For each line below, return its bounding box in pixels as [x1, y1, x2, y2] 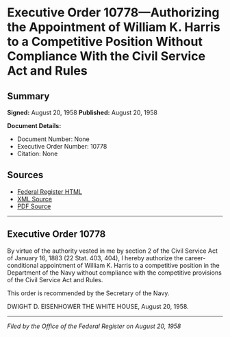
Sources [7, 169, 44, 181]
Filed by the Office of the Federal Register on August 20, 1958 [7, 322, 181, 330]
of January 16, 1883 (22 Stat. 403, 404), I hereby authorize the [7, 253, 183, 262]
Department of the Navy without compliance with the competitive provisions [7, 269, 222, 277]
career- [184, 253, 206, 262]
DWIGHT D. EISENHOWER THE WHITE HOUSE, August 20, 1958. [7, 302, 190, 310]
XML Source [16, 195, 53, 203]
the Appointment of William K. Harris [7, 19, 220, 35]
